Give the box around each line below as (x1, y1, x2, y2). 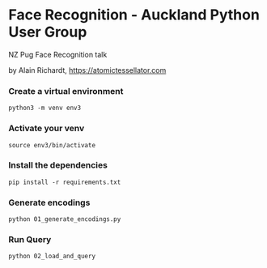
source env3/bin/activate (8, 141, 95, 149)
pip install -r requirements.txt (8, 178, 121, 186)
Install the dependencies (8, 160, 108, 171)
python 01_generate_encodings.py (8, 215, 121, 223)
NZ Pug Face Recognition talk (8, 49, 108, 59)
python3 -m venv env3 (8, 104, 82, 113)
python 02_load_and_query (8, 253, 95, 261)
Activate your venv (8, 123, 85, 134)
